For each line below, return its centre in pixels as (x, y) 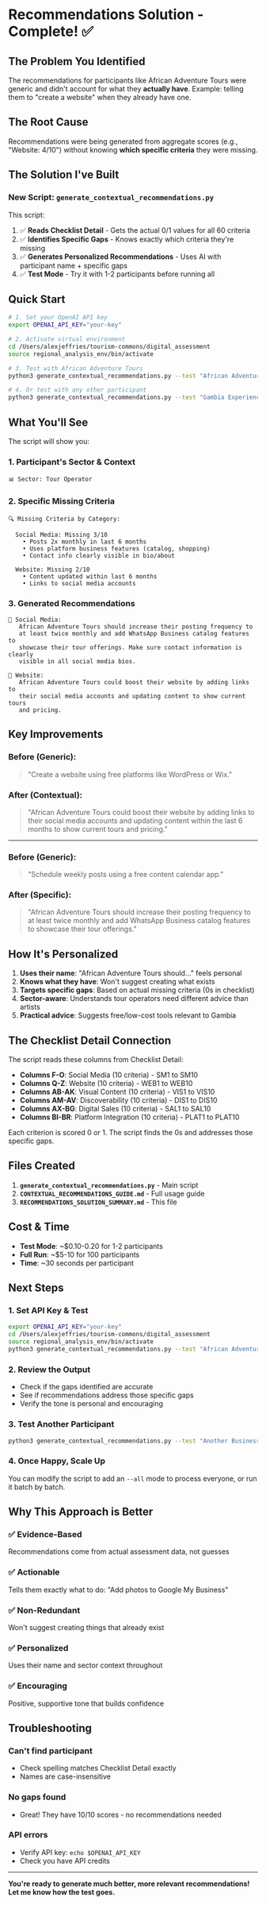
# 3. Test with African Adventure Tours (76, 368)
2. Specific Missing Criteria (61, 501)
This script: (27, 214)
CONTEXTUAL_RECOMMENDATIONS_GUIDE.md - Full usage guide (112, 1193)
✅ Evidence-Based (45, 1534)
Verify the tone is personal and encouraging (91, 1404)
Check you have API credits (65, 1861)
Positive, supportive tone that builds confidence (86, 1703)
